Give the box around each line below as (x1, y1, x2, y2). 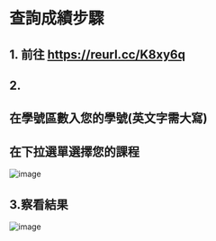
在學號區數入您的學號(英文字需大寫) (9, 111, 208, 126)
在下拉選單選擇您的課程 (9, 144, 139, 159)
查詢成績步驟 (9, 8, 105, 29)
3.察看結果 (9, 197, 69, 212)
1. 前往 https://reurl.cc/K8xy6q (9, 47, 186, 62)
